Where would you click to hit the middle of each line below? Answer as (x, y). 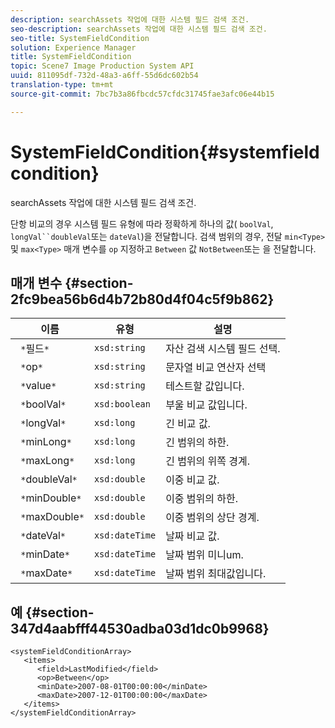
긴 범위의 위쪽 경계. (208, 461)
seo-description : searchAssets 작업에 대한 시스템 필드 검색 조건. (139, 29)
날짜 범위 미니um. (204, 555)
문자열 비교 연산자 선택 (216, 368)
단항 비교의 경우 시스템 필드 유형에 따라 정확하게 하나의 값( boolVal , (142, 223)
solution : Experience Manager (73, 47)
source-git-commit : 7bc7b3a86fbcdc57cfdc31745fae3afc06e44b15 (142, 94)
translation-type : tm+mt (62, 85)
